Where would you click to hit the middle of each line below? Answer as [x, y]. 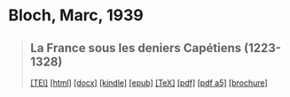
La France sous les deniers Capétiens [136, 48]
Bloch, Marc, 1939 [76, 15]
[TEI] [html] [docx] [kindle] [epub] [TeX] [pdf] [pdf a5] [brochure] [149, 83]
